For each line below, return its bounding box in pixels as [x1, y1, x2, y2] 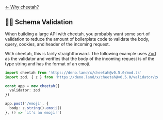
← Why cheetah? [5, 4, 39, 10]
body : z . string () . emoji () [9, 106, 62, 111]
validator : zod [9, 88, 40, 93]
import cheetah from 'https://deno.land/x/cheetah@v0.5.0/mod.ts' [5, 70, 142, 75]
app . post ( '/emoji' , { [5, 101, 49, 106]
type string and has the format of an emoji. [5, 60, 91, 67]
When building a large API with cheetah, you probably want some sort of [5, 31, 150, 37]
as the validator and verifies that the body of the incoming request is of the [5, 56, 155, 61]
